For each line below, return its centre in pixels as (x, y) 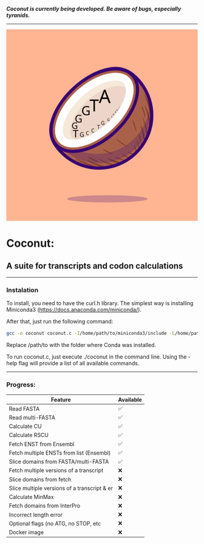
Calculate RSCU (29, 435)
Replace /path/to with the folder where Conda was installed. (81, 345)
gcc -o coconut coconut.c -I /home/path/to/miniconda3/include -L (90, 334)
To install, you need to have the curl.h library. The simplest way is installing (100, 303)
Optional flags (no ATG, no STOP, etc (55, 523)
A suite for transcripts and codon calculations (95, 266)
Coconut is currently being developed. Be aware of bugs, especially (94, 9)
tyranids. (18, 15)
